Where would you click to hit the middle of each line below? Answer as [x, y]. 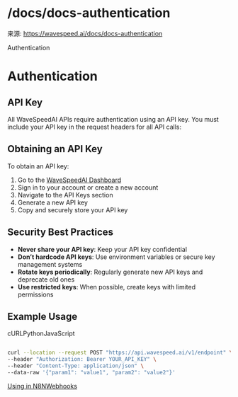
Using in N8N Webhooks [42, 386]
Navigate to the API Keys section [65, 195]
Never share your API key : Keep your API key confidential [102, 249]
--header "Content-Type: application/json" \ [75, 366]
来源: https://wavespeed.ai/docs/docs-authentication [85, 33]
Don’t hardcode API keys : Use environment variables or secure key [116, 257]
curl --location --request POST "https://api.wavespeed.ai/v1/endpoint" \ [120, 353]
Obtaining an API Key [55, 149]
